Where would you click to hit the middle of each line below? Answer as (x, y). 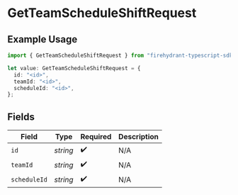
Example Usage (42, 39)
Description (138, 137)
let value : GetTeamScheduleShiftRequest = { (74, 68)
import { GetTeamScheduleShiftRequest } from (75, 55)
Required (96, 137)
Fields (21, 117)
